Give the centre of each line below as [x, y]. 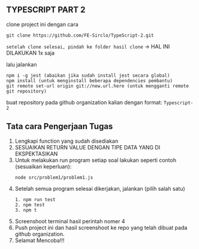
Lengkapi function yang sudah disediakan [67, 141]
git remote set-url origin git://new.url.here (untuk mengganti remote [97, 86]
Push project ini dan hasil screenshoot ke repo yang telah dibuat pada [101, 227]
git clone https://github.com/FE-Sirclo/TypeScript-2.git [80, 35]
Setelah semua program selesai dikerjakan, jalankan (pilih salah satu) [100, 188]
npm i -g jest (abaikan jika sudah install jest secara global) [88, 75]
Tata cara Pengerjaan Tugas [60, 126]
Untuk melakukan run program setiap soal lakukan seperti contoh [96, 160]
